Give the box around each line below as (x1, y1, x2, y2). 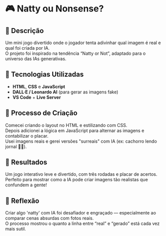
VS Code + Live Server (12, 94, 61, 100)
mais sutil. (5, 226, 26, 232)
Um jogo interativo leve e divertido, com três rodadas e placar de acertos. (5, 171, 157, 177)
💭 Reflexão (5, 196, 40, 205)
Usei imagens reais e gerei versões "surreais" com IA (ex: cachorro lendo (5, 138, 157, 144)
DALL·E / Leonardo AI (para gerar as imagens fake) (12, 89, 119, 95)
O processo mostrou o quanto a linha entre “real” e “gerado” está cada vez (5, 220, 160, 226)
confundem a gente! (5, 182, 47, 188)
